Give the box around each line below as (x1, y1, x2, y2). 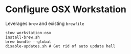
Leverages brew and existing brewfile (5, 20, 84, 26)
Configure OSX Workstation (5, 4, 126, 15)
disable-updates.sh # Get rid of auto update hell (5, 43, 116, 49)
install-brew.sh (5, 35, 40, 40)
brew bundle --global (5, 39, 52, 44)
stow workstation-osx (5, 30, 52, 35)
